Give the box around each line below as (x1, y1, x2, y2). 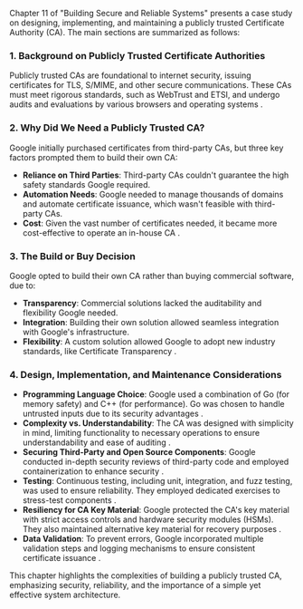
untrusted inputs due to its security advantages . (22, 408, 204, 420)
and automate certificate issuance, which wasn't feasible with (22, 198, 253, 209)
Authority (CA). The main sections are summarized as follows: (9, 27, 241, 37)
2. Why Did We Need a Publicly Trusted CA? (9, 121, 205, 134)
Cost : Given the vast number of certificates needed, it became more (22, 217, 278, 228)
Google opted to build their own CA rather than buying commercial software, (9, 270, 295, 281)
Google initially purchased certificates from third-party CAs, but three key (9, 142, 284, 153)
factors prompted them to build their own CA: (9, 151, 178, 162)
